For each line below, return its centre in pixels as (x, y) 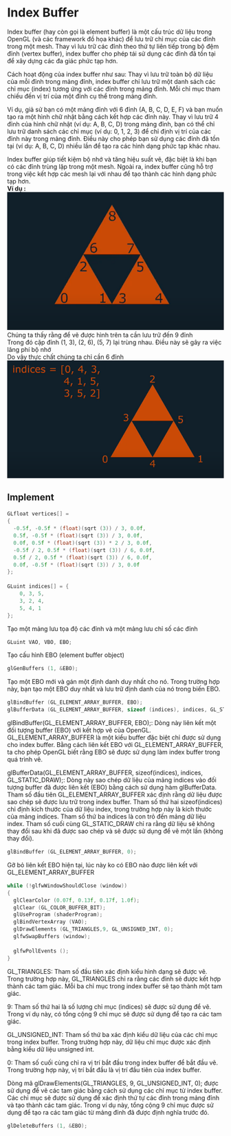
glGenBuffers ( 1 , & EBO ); (43, 669)
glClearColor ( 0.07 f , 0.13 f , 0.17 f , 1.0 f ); (77, 900)
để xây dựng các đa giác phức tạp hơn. (63, 60)
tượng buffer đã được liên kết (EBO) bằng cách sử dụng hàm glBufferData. (112, 788)
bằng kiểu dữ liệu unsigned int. (51, 1049)
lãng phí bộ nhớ (29, 349)
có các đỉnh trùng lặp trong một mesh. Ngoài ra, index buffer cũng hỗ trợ (110, 166)
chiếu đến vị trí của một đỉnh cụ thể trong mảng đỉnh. (82, 96)
